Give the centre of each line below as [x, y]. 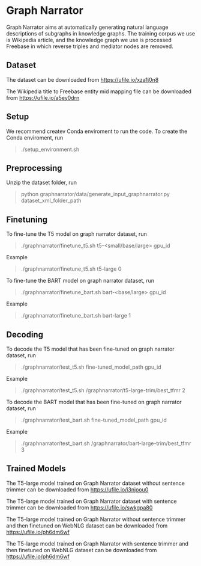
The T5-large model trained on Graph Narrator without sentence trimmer [96, 519]
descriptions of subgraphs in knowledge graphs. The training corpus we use [101, 33]
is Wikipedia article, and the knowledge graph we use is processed [89, 40]
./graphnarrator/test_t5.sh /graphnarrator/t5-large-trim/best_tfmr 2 [103, 390]
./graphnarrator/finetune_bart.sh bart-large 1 [76, 316]
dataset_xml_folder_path [51, 201]
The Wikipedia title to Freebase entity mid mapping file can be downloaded [99, 91]
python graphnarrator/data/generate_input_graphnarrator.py [95, 194]
